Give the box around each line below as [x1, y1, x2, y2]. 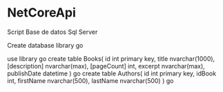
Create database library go [7, 41, 84, 49]
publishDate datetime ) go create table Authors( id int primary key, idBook [7, 69, 216, 77]
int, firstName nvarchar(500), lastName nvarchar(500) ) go [7, 76, 174, 84]
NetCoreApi [7, 5, 76, 21]
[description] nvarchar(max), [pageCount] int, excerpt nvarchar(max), [7, 62, 205, 70]
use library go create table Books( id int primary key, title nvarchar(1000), [7, 54, 215, 63]
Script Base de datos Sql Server [7, 28, 98, 36]
